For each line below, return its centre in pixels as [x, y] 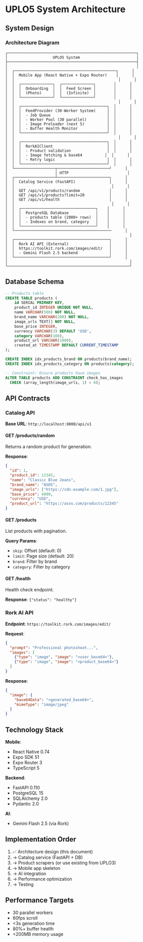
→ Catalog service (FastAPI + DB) [48, 857]
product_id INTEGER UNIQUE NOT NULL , [54, 308]
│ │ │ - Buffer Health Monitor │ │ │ [69, 128]
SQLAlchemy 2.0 [30, 798]
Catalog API [20, 413]
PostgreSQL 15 [28, 793]
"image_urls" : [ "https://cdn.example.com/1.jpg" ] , [64, 489]
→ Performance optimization [42, 879]
